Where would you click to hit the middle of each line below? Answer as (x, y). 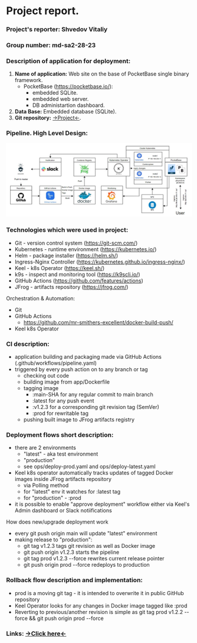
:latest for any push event (63, 401)
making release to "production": (53, 540)
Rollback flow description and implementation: (75, 580)
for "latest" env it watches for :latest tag (72, 492)
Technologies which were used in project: (67, 230)
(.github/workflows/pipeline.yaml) (56, 363)
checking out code (46, 376)
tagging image (41, 388)
